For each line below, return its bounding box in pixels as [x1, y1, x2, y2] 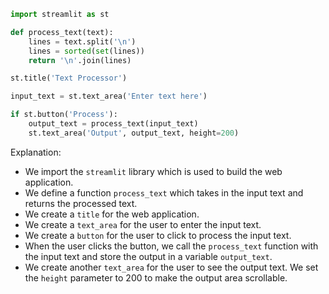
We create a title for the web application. [24, 208, 200, 220]
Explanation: [10, 146, 62, 158]
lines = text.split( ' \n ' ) [28, 36, 137, 47]
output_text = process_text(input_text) [28, 119, 199, 129]
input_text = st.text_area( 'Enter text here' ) [10, 91, 208, 102]
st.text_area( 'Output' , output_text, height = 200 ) [28, 128, 240, 138]
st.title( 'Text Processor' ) [10, 73, 128, 84]
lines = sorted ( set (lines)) [28, 46, 145, 56]
